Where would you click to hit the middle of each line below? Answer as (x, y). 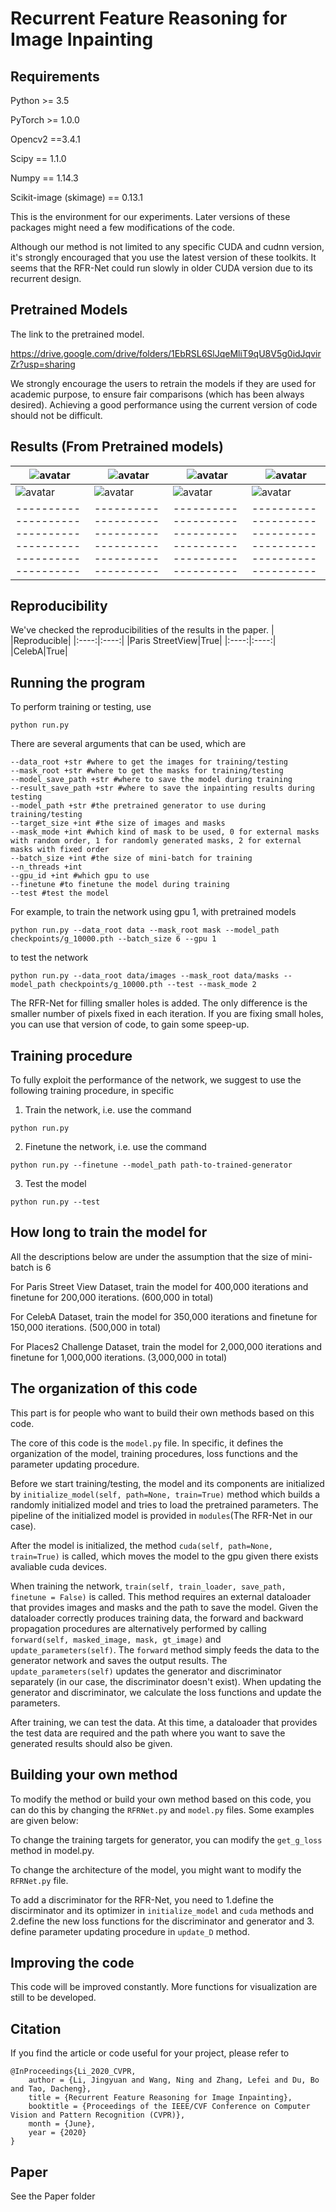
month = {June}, (62, 2124)
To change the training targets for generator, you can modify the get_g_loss (166, 1839)
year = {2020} (57, 2133)
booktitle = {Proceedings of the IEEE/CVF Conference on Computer (169, 2107)
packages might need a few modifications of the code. (122, 227)
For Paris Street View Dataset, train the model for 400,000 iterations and (159, 1286)
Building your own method (94, 1775)
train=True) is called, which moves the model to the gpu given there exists (164, 1556)
